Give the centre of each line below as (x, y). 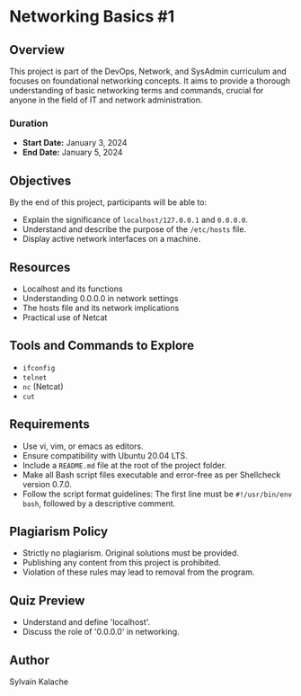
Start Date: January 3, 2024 (75, 143)
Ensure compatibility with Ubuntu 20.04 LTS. (105, 455)
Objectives (40, 180)
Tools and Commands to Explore (102, 346)
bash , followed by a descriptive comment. (99, 503)
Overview (37, 50)
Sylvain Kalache (39, 682)
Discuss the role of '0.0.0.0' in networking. (101, 632)
